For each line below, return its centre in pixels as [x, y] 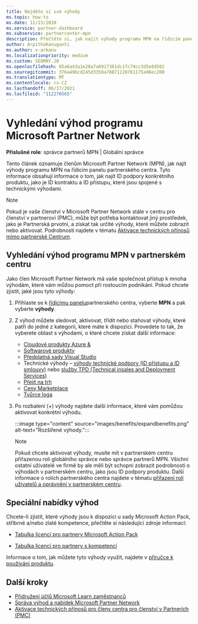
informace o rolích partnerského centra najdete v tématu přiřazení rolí [99, 478]
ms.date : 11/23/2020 [32, 22]
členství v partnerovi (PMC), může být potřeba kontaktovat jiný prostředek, [97, 218]
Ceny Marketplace [46, 388]
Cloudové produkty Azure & [57, 344]
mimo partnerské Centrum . [39, 236]
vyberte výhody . [35, 309]
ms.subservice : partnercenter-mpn [49, 34]
